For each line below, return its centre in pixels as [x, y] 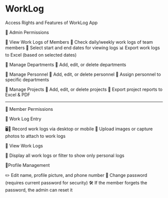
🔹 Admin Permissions [27, 32]
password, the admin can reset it [39, 190]
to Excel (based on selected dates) [41, 55]
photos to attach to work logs [35, 136]
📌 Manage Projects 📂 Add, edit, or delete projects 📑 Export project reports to [84, 89]
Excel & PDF [18, 94]
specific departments [27, 79]
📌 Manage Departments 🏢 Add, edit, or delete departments [66, 64]
